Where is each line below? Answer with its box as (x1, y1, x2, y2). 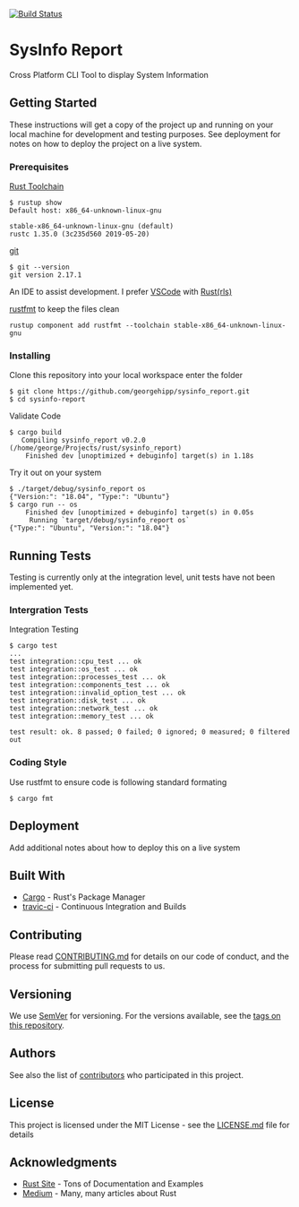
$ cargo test (9, 642, 58, 651)
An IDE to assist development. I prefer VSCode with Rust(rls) (9, 287, 233, 297)
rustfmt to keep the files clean (9, 304, 120, 315)
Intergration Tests (9, 604, 89, 616)
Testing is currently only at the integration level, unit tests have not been (9, 572, 276, 582)
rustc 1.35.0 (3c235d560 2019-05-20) (9, 229, 150, 239)
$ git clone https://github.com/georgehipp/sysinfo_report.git (9, 387, 251, 396)
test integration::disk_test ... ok (9, 696, 146, 705)
